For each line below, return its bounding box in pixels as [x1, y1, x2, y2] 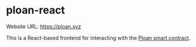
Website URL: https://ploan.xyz [6, 23, 81, 30]
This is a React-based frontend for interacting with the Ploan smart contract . [6, 34, 191, 41]
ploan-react [6, 4, 66, 17]
